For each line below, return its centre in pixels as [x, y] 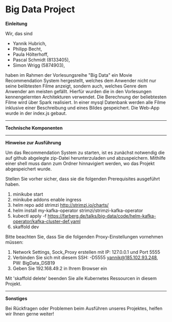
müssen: [14, 242]
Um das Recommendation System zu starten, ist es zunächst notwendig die [85, 153]
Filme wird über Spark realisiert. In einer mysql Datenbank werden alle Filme [85, 102]
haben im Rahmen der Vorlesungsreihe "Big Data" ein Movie [69, 75]
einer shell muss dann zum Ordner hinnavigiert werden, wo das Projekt [80, 163]
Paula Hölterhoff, [30, 54]
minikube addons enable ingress [47, 199]
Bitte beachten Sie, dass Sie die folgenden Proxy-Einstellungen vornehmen [84, 237]
